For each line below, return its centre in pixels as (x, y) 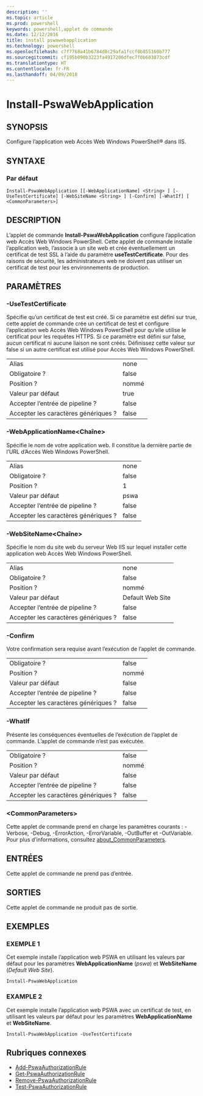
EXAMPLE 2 (24, 997)
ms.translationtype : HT (37, 63)
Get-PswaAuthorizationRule (50, 1074)
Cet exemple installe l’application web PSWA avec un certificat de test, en (99, 1010)
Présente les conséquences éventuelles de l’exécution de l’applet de (92, 734)
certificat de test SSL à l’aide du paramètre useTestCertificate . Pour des (98, 254)
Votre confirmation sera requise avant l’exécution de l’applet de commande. (101, 649)
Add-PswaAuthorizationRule (51, 1067)
